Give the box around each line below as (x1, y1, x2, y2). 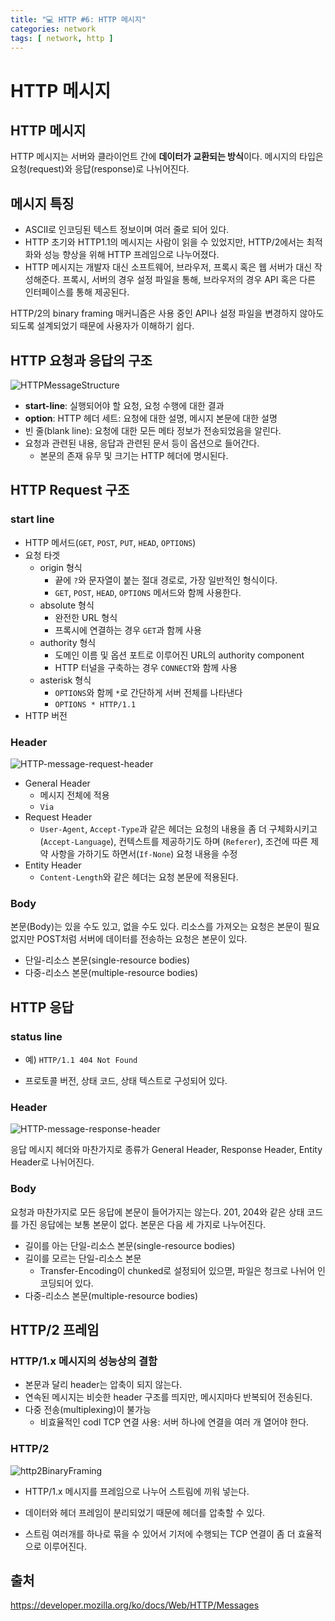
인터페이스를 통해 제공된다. (24, 286, 130, 298)
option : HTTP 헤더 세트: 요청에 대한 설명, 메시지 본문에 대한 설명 (24, 412, 278, 424)
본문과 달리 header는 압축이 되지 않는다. (24, 1379, 183, 1391)
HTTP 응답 (10, 999, 74, 1016)
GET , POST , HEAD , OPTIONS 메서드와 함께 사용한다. (54, 586, 242, 598)
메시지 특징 (10, 195, 75, 212)
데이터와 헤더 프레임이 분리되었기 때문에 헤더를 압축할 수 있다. (24, 1506, 266, 1518)
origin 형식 (39, 561, 83, 573)
